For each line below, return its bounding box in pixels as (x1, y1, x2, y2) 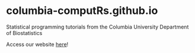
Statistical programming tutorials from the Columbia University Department (6, 23, 189, 30)
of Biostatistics (6, 29, 43, 36)
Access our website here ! (6, 41, 69, 48)
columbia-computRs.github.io (6, 4, 158, 17)
